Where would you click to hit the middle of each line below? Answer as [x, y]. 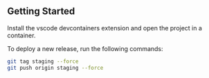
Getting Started [41, 11]
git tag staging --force [43, 61]
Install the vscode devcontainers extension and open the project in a [105, 28]
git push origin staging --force [55, 68]
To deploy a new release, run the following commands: [85, 48]
